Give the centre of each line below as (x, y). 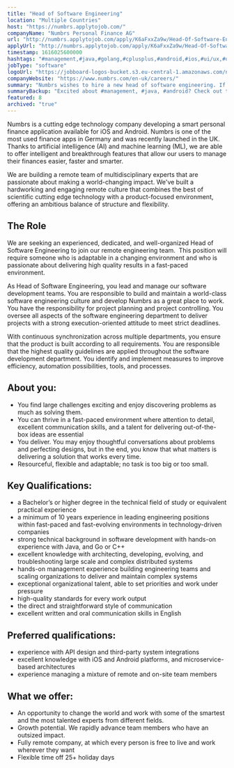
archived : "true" (32, 104)
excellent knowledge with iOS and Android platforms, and (100, 659)
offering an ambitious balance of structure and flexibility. (88, 204)
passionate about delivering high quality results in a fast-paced (97, 265)
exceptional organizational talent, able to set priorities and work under (118, 584)
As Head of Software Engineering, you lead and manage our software (107, 285)
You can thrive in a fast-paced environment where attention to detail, (116, 419)
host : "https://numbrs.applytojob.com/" (67, 26)
